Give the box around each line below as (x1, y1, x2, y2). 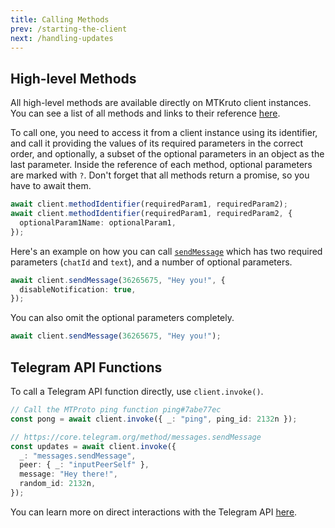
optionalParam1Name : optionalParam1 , (19, 217, 177, 228)
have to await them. (10, 180, 92, 192)
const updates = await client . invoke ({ (10, 441, 177, 451)
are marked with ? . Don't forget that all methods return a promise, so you (10, 169, 310, 181)
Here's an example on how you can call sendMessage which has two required (10, 245, 323, 257)
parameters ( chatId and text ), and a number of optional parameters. (10, 256, 293, 268)
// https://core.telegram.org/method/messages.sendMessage (10, 432, 262, 442)
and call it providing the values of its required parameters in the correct (10, 137, 304, 150)
